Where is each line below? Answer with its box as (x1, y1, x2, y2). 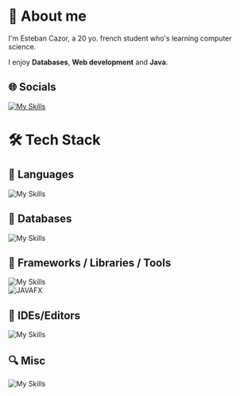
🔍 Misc (8, 354, 46, 367)
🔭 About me (8, 7, 87, 25)
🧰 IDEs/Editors (8, 309, 81, 322)
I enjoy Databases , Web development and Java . (8, 57, 168, 67)
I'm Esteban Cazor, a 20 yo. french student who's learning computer (8, 33, 232, 43)
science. (8, 41, 37, 51)
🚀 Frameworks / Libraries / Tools (8, 256, 172, 270)
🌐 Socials (8, 80, 57, 94)
